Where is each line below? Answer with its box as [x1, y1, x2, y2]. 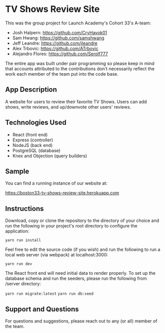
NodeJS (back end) [12, 142, 53, 148]
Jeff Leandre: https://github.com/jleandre [12, 40, 98, 46]
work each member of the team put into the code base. [5, 71, 119, 77]
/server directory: [5, 281, 41, 287]
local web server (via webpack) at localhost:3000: [5, 252, 108, 258]
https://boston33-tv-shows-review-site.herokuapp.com [5, 190, 120, 196]
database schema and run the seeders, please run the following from [5, 275, 147, 282]
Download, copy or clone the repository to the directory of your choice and [5, 218, 160, 223]
